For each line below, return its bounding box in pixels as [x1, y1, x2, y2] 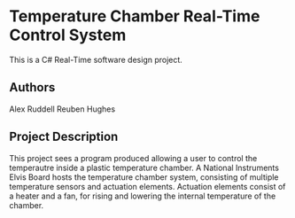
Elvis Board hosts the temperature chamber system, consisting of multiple [9, 171, 279, 183]
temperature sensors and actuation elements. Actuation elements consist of [9, 181, 286, 191]
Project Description [9, 129, 119, 144]
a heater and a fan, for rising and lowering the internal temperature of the [9, 191, 276, 201]
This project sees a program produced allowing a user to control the [9, 152, 258, 163]
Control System [9, 25, 127, 45]
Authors [9, 80, 56, 95]
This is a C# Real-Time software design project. [9, 54, 183, 65]
